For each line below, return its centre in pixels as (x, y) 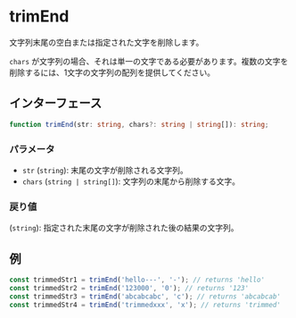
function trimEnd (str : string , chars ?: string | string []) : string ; (139, 124)
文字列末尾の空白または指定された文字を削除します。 (107, 42)
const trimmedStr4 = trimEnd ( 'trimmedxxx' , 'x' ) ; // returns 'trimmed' (145, 305)
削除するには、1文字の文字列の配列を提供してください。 (112, 72)
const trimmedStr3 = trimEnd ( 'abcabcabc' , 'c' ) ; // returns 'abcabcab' (145, 297)
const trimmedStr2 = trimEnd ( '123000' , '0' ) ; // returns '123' (129, 288)
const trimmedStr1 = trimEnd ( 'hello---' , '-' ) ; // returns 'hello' (137, 280)
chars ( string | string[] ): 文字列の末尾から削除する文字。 (131, 181)
